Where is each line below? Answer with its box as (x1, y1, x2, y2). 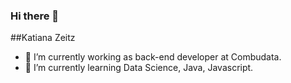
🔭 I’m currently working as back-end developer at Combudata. (24, 51, 282, 63)
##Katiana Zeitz (10, 32, 76, 44)
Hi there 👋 (10, 9, 60, 23)
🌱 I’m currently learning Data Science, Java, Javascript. (24, 62, 254, 74)
